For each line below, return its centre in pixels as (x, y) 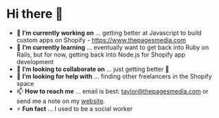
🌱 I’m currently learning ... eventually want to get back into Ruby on (113, 47)
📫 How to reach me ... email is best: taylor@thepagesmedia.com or (112, 91)
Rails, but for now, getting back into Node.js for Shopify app (101, 55)
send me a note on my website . (61, 101)
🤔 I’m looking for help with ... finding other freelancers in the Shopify (114, 76)
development (35, 61)
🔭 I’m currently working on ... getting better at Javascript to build (109, 33)
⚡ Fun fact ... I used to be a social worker (74, 108)
